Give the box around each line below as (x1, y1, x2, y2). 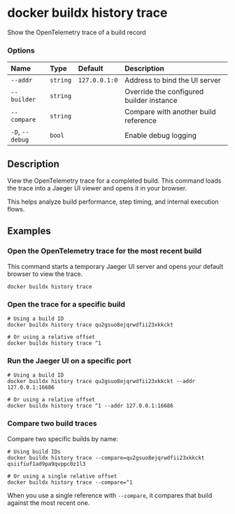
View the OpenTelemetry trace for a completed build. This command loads (7, 176, 222, 185)
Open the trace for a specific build (7, 299, 126, 309)
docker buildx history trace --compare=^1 (7, 478, 133, 486)
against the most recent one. (7, 499, 90, 507)
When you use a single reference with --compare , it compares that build (7, 491, 213, 499)
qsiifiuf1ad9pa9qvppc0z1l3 (7, 460, 86, 467)
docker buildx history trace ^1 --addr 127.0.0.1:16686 (7, 403, 173, 410)
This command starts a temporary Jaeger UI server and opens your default (7, 262, 224, 270)
